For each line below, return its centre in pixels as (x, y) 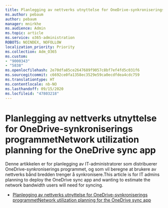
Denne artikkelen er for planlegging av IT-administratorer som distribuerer (81, 164)
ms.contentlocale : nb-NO (31, 84)
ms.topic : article (24, 33)
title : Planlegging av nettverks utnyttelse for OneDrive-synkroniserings (85, 10)
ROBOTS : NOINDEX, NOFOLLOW (33, 42)
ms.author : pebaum (24, 14)
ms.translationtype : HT (30, 79)
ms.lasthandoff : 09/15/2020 (34, 89)
